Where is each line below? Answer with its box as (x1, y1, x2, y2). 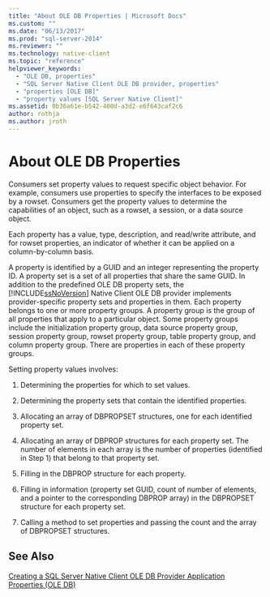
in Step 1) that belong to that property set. (19, 453, 160, 462)
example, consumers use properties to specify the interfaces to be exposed (8, 187, 262, 197)
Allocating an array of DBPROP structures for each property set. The (19, 436, 249, 445)
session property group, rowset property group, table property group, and (8, 331, 256, 341)
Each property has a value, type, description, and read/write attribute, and (8, 229, 256, 239)
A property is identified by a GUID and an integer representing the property (8, 262, 259, 272)
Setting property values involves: (8, 364, 119, 374)
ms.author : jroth (8, 118, 67, 126)
